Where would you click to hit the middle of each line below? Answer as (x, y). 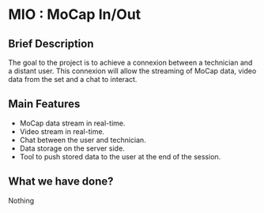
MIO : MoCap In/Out (75, 15)
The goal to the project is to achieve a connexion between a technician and (130, 62)
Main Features (44, 104)
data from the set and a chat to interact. (73, 79)
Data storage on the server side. (72, 148)
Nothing (21, 200)
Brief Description (51, 44)
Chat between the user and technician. (83, 140)
